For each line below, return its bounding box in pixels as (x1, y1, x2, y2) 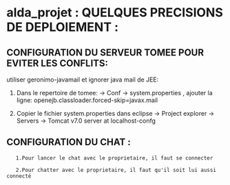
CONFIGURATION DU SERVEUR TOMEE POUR (6, 47, 205, 58)
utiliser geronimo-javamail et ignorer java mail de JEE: (6, 75, 159, 84)
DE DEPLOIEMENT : (6, 19, 118, 35)
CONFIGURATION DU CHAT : (6, 136, 132, 148)
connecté (6, 173, 32, 180)
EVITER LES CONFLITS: (6, 57, 108, 69)
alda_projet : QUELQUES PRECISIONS (6, 5, 223, 21)
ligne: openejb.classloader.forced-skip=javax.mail (16, 96, 158, 104)
